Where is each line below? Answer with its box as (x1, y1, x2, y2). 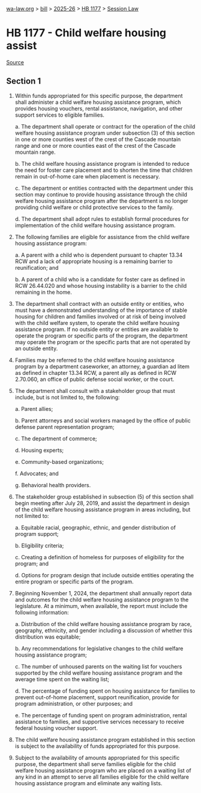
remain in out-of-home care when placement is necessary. (14, 172, 160, 180)
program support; (14, 530, 59, 537)
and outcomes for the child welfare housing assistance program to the (14, 596, 189, 603)
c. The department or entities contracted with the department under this (14, 184, 194, 192)
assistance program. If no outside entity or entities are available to (14, 326, 179, 333)
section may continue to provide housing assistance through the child (14, 190, 188, 198)
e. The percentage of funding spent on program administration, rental (14, 711, 187, 719)
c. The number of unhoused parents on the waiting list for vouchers (14, 663, 182, 670)
